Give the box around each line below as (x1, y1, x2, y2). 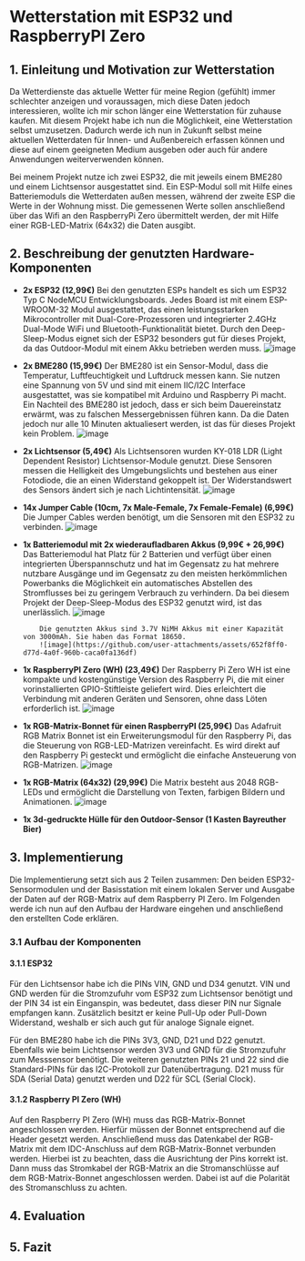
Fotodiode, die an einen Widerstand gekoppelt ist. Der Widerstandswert (22, 474, 292, 485)
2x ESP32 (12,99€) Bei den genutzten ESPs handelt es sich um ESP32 (22, 284, 288, 295)
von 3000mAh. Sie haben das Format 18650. (22, 632, 187, 641)
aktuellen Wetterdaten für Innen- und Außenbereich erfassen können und (9, 135, 285, 145)
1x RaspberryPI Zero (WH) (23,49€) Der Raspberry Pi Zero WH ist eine (22, 664, 291, 675)
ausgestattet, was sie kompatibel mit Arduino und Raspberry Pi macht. (22, 389, 287, 400)
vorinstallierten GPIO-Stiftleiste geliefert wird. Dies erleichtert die (22, 683, 267, 694)
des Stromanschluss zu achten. (9, 1182, 127, 1193)
